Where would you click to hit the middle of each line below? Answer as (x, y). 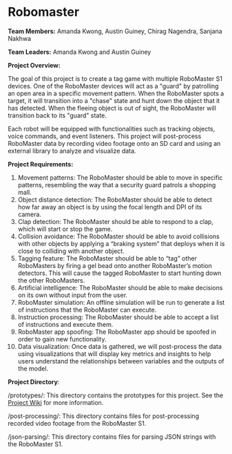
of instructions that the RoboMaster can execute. (87, 310)
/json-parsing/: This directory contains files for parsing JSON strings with (112, 437)
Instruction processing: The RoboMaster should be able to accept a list (118, 317)
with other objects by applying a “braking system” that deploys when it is (121, 243)
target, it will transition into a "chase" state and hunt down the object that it (114, 100)
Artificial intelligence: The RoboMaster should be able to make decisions (120, 287)
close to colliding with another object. (71, 251)
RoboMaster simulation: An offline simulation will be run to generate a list (121, 302)
